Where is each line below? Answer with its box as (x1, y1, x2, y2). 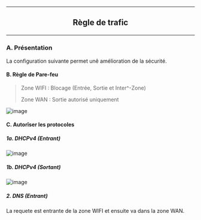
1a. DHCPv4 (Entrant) (6, 135, 61, 142)
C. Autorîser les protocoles (6, 121, 75, 129)
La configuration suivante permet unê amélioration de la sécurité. (6, 57, 167, 65)
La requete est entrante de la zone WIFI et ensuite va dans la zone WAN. (6, 207, 185, 215)
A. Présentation (6, 44, 53, 52)
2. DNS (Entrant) (6, 192, 48, 200)
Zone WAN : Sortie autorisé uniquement (20, 96, 119, 103)
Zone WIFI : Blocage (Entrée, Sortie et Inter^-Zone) (20, 84, 147, 91)
